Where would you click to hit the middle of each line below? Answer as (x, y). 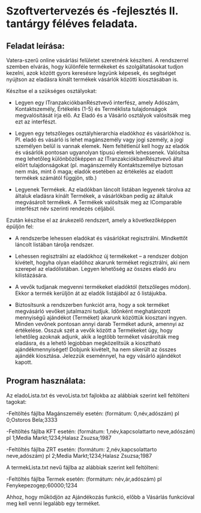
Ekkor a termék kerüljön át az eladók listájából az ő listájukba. (91, 293)
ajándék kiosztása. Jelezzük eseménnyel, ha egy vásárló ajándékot (98, 356)
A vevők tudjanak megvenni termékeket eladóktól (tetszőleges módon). (103, 287)
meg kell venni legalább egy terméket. (53, 503)
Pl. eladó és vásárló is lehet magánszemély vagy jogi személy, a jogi (99, 140)
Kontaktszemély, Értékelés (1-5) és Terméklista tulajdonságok (91, 109)
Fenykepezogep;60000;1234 (42, 485)
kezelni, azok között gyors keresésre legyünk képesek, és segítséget (91, 73)
